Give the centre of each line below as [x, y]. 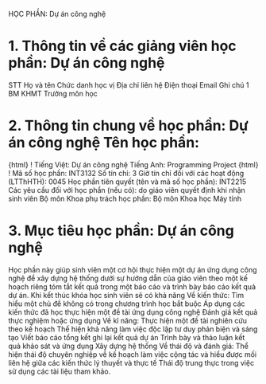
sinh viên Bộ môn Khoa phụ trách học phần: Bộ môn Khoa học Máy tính [125, 198]
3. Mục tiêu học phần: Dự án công [121, 231]
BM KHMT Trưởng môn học [53, 93]
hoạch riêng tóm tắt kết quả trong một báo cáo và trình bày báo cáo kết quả [132, 286]
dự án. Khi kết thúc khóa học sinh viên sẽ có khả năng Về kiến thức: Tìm [126, 295]
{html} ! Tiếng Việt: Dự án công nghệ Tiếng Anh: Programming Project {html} [133, 164]
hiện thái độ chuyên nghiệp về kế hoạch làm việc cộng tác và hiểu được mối [132, 354]
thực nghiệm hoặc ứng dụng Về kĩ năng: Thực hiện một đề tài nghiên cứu [128, 320]
